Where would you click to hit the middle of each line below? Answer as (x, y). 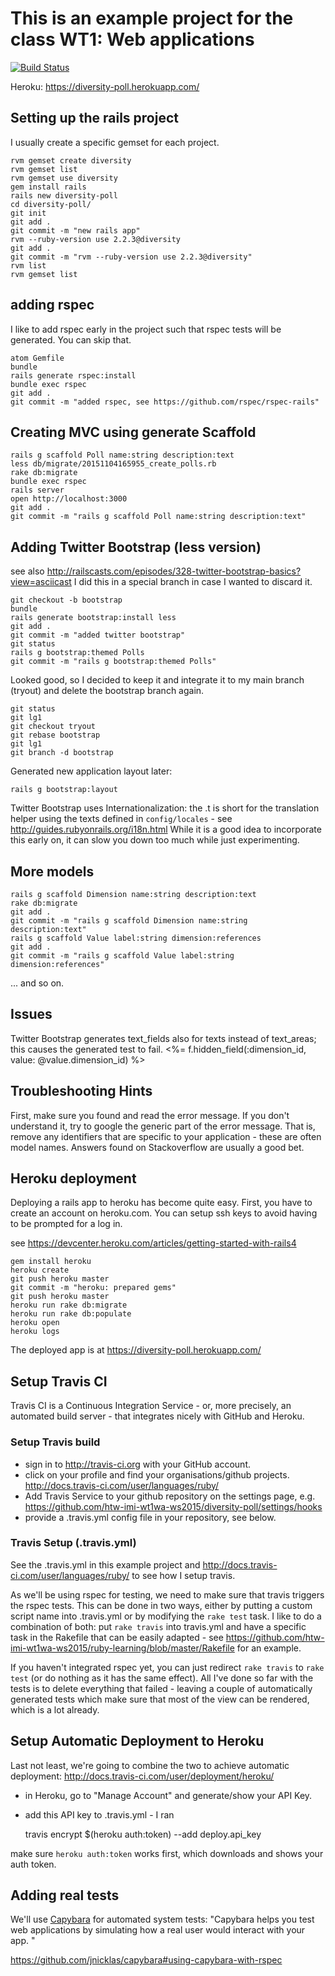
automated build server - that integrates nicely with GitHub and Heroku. (157, 1416)
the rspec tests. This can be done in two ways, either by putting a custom (161, 1605)
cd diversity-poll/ (51, 204)
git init (28, 213)
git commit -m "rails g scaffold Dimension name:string (129, 921)
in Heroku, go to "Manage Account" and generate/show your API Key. (168, 1795)
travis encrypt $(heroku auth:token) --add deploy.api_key (143, 1834)
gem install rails (48, 187)
